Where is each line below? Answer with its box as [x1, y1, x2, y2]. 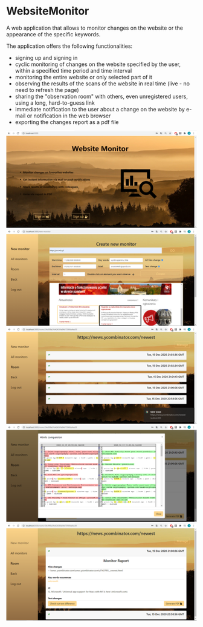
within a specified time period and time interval [14, 67, 132, 74]
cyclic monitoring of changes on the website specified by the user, [14, 61, 181, 68]
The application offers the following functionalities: [6, 42, 133, 50]
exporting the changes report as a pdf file [14, 118, 119, 125]
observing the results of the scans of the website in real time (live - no [14, 80, 190, 87]
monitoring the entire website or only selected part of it [14, 73, 153, 80]
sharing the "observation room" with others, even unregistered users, [14, 93, 188, 100]
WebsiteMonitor [6, 4, 89, 18]
